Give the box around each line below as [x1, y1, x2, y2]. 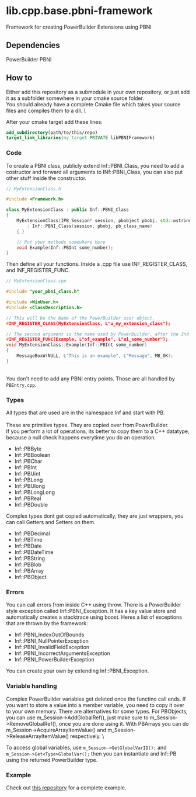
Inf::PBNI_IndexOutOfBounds [14, 631, 85, 638]
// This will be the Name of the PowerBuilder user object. [6, 315, 156, 321]
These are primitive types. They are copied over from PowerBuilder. [6, 422, 169, 429]
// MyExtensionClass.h [6, 186, 61, 192]
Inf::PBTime [14, 536, 43, 543]
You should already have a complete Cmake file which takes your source [6, 101, 181, 108]
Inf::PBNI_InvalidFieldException [14, 644, 90, 651]
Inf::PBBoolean [14, 452, 51, 459]
